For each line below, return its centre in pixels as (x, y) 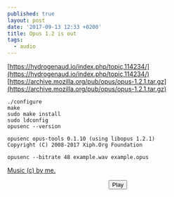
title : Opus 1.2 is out (42, 33)
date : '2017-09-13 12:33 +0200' (54, 27)
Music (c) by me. (32, 170)
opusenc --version (34, 127)
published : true (31, 14)
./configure (25, 102)
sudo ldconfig (28, 120)
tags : (15, 40)
